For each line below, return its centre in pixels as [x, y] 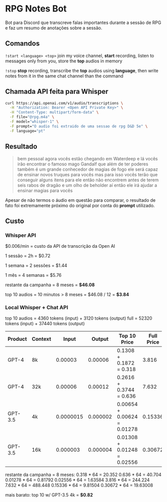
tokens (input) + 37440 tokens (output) [45, 324]
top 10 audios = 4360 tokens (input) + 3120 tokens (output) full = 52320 [79, 318]
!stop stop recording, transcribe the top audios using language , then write [82, 70]
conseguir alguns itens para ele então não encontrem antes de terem [88, 180]
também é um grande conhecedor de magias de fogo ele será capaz [87, 169]
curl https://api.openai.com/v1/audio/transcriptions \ [64, 103]
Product [17, 339]
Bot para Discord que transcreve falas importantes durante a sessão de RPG [83, 22]
